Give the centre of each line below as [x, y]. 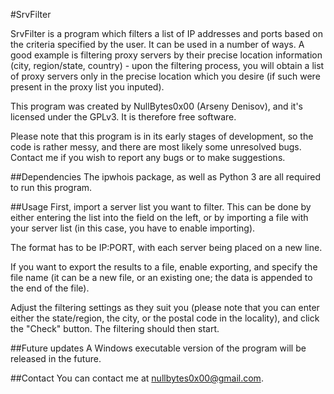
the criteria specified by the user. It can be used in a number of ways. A [157, 44]
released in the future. [56, 358]
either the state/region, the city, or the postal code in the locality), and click [165, 318]
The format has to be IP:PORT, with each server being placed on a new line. [166, 247]
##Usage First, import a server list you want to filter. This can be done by [161, 207]
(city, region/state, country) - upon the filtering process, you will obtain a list [167, 65]
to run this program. [51, 187]
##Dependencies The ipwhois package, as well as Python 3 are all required [166, 177]
